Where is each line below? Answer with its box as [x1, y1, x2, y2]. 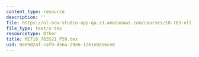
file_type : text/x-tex [6, 25, 62, 31]
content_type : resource [6, 8, 65, 15]
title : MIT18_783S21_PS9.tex [6, 36, 78, 42]
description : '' [6, 14, 46, 20]
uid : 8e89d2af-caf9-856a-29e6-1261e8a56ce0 [6, 42, 115, 48]
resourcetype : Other [6, 31, 57, 37]
